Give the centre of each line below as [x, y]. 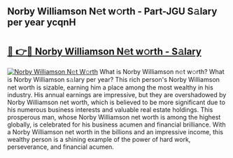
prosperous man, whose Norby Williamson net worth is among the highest [114, 117]
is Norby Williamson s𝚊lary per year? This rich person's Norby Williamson [114, 79]
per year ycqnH [42, 23]
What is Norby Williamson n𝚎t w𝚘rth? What [162, 72]
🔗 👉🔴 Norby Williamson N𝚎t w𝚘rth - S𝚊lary [104, 51]
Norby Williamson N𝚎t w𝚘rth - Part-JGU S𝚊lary [112, 12]
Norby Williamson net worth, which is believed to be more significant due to [116, 102]
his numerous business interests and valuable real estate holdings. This [110, 110]
